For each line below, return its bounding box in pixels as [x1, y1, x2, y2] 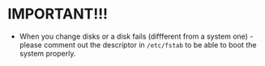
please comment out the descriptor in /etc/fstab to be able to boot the [19, 39, 257, 49]
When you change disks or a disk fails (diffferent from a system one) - [19, 31, 254, 41]
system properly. [19, 48, 76, 58]
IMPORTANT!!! [7, 5, 109, 23]
